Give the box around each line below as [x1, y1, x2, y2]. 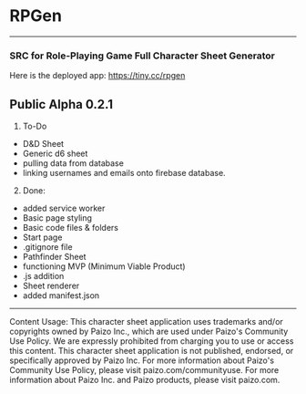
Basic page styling [22, 213, 93, 223]
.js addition [22, 271, 65, 282]
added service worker [22, 202, 106, 214]
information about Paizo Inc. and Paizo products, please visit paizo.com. [9, 375, 280, 386]
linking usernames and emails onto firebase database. [22, 168, 226, 179]
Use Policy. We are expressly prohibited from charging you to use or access [9, 336, 294, 347]
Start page [22, 232, 63, 243]
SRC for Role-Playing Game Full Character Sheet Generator [9, 49, 275, 62]
